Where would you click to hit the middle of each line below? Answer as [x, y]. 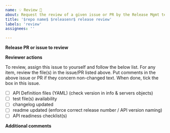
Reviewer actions [24, 57]
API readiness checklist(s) [40, 116]
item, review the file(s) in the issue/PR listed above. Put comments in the [80, 73]
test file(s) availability [35, 99]
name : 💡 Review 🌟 [24, 10]
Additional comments [28, 126]
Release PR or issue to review [37, 48]
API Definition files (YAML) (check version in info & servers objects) [83, 93]
